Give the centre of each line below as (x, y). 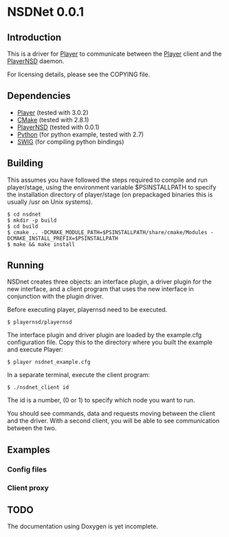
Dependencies (39, 96)
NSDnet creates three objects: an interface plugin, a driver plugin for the (109, 282)
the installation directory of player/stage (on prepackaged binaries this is (110, 194)
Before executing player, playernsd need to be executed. (87, 310)
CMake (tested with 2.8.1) (53, 119)
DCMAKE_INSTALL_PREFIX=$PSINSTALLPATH (63, 238)
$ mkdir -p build (32, 220)
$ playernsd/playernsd (40, 322)
